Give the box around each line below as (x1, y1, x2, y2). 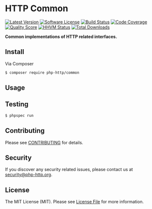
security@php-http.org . (5, 171, 53, 178)
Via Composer (5, 60, 34, 66)
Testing (5, 100, 29, 109)
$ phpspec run (5, 113, 34, 118)
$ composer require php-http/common (5, 70, 79, 75)
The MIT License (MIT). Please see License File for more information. (5, 199, 144, 205)
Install (5, 48, 24, 56)
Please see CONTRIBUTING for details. (5, 139, 84, 145)
